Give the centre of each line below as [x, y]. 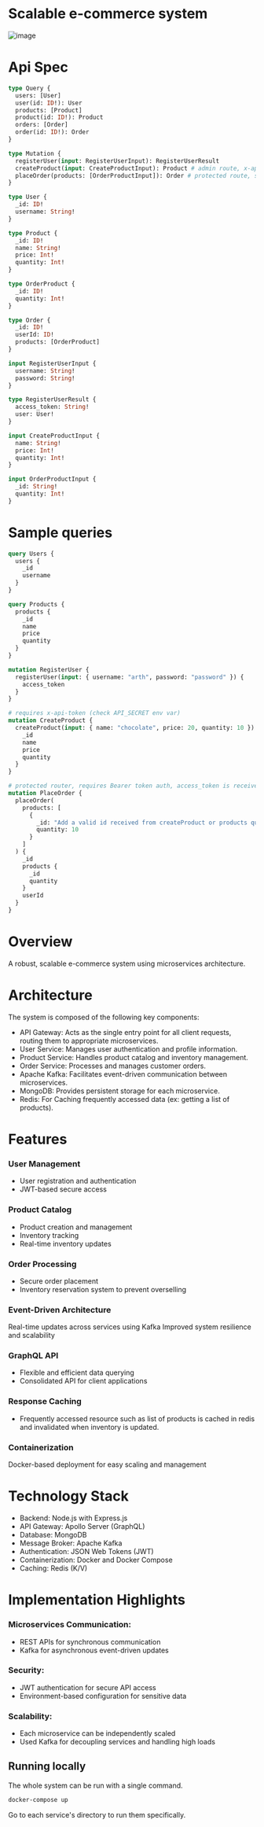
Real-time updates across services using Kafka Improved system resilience [130, 1327]
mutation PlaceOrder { [45, 794]
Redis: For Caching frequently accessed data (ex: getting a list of [125, 1099]
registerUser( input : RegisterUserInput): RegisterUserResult [117, 161]
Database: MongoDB [53, 1535]
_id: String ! [37, 487]
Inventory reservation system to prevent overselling [103, 1289]
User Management [44, 1163]
